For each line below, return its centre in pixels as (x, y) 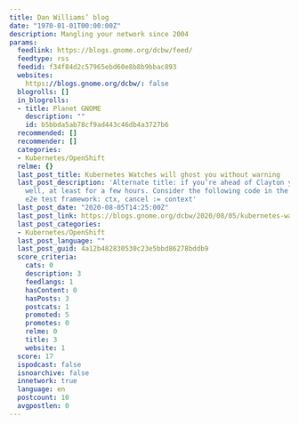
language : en (41, 389)
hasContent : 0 (51, 290)
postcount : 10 (43, 398)
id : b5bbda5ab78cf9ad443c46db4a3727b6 (97, 125)
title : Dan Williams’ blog (59, 17)
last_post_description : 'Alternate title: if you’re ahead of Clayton (151, 183)
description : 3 (53, 274)
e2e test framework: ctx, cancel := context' (111, 200)
